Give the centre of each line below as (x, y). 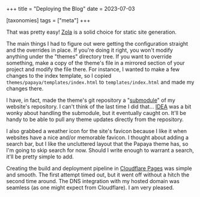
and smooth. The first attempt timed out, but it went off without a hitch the (98, 175)
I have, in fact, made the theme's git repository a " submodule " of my (91, 100)
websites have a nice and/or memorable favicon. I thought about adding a (98, 137)
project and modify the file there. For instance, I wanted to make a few (93, 69)
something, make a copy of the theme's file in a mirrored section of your (95, 63)
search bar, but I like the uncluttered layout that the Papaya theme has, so (97, 144)
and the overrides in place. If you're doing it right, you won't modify (89, 50)
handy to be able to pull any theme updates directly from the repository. (95, 119)
